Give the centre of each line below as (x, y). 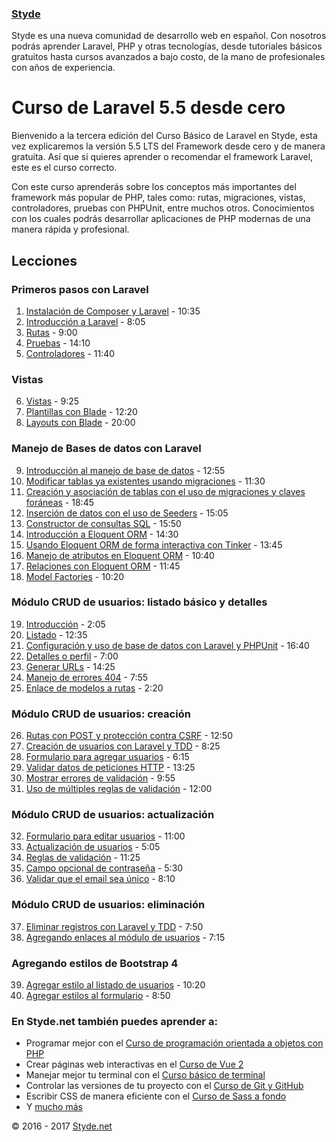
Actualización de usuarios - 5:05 (93, 847)
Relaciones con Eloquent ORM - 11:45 (103, 566)
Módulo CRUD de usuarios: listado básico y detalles (139, 602)
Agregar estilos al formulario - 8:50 (98, 995)
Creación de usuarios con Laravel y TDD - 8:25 (123, 746)
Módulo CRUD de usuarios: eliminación (108, 905)
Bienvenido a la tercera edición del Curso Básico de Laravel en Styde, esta (164, 136)
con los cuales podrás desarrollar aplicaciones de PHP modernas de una (161, 219)
